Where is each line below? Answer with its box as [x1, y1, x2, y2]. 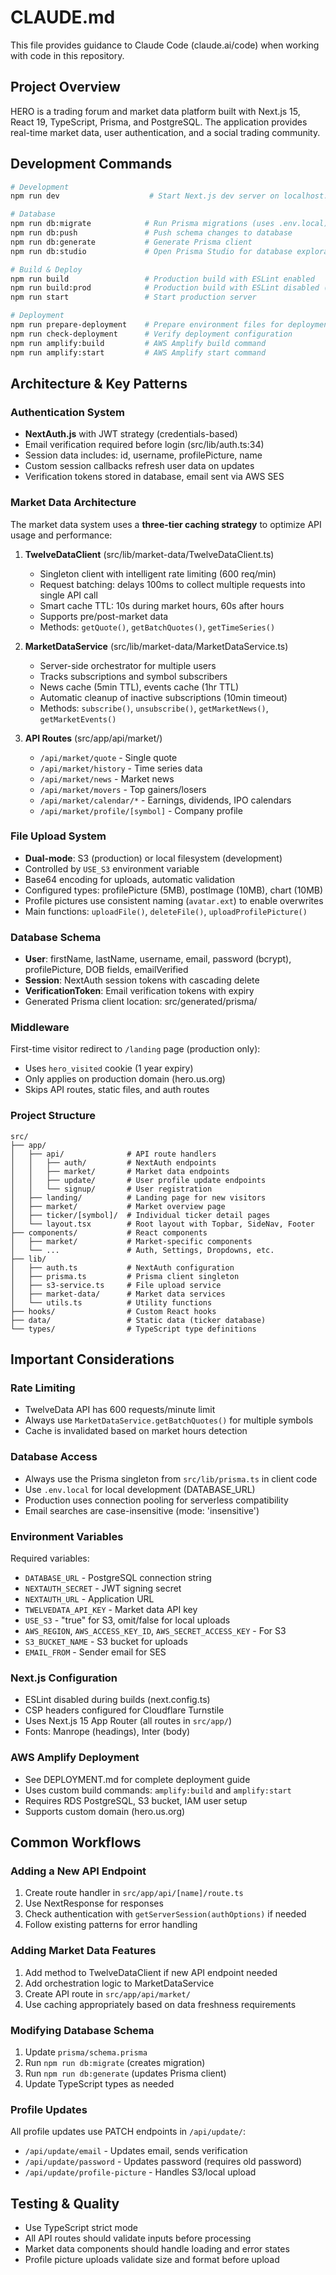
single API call [39, 589, 98, 601]
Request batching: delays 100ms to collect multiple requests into [39, 578, 306, 590]
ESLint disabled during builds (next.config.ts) [24, 1694, 211, 1706]
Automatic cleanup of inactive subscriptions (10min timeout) [39, 691, 288, 703]
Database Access [10, 1450, 98, 1464]
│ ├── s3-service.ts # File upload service [10, 1280, 222, 1290]
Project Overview [10, 79, 121, 96]
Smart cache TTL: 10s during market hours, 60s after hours [39, 599, 285, 611]
